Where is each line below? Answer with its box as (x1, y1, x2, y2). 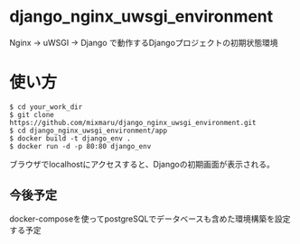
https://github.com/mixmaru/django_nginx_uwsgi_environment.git (9, 118, 257, 127)
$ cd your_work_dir (9, 102, 83, 112)
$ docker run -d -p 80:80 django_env (9, 141, 152, 150)
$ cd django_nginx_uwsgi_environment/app (9, 126, 168, 135)
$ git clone (9, 110, 54, 119)
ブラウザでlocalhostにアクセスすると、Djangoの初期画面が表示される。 (9, 158, 276, 169)
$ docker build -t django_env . (9, 133, 131, 143)
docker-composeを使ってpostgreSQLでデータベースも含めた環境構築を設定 (9, 213, 291, 224)
